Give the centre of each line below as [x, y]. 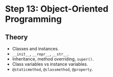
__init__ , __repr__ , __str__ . [41, 54]
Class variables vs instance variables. [50, 64]
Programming [34, 19]
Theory [17, 37]
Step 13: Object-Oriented [57, 9]
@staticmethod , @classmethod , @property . [53, 69]
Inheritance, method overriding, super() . [53, 59]
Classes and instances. [35, 49]
